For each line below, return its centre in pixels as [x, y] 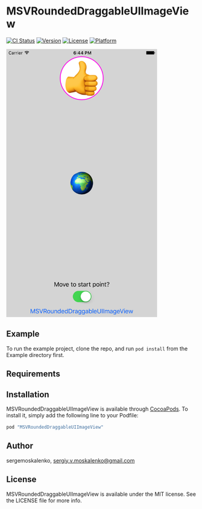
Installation [28, 394]
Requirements [33, 374]
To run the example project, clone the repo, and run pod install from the [97, 349]
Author [20, 446]
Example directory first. [35, 355]
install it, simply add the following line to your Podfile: [72, 416]
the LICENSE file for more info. [44, 500]
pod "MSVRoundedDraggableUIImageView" [55, 427]
